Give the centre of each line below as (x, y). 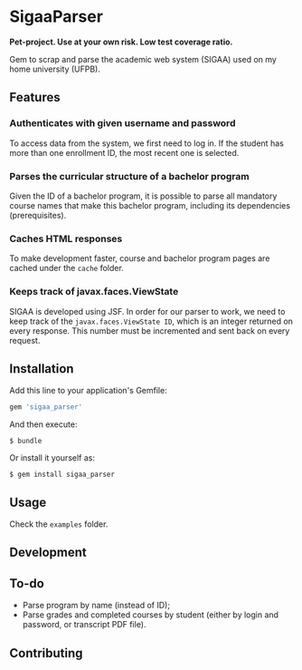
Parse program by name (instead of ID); (96, 606)
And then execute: (43, 424)
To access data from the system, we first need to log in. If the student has (147, 143)
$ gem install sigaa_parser (62, 475)
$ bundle (26, 442)
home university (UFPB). (55, 69)
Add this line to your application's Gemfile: (88, 391)
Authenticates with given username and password (123, 123)
